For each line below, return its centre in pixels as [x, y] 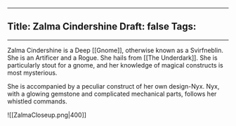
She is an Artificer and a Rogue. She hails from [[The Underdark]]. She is [112, 58]
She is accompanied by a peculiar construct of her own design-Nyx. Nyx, [113, 86]
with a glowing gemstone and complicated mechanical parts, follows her [112, 94]
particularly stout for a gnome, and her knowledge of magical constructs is [115, 65]
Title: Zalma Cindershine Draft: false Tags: [102, 26]
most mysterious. [32, 73]
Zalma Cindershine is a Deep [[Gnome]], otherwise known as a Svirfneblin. [115, 50]
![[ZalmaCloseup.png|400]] [47, 115]
